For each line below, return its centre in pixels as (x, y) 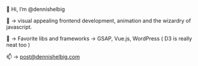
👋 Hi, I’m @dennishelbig (36, 9)
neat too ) (18, 45)
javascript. (19, 27)
